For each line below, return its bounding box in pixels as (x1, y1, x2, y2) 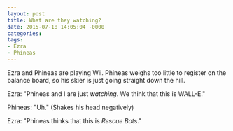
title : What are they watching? (7, 17, 101, 24)
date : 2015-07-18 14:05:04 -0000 (7, 23, 105, 30)
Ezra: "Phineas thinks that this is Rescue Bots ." (7, 116, 142, 125)
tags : (7, 36, 23, 43)
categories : (7, 29, 42, 37)
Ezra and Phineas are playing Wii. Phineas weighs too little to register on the (7, 68, 227, 77)
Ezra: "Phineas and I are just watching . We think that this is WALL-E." (7, 89, 206, 98)
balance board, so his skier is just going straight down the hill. (7, 76, 185, 84)
